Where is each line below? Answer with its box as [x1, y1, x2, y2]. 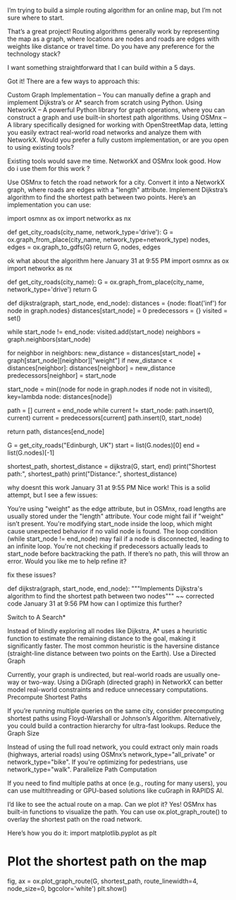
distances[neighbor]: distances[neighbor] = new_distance [7, 364, 176, 372]
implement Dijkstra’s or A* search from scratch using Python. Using [7, 98, 203, 107]
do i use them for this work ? [7, 164, 90, 172]
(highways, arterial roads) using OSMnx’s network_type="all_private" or [7, 750, 216, 758]
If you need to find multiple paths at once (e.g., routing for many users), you [7, 779, 228, 787]
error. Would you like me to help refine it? [7, 557, 127, 565]
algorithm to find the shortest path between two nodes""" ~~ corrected [7, 592, 215, 600]
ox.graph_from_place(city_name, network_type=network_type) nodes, [7, 236, 211, 244]
